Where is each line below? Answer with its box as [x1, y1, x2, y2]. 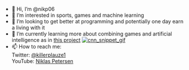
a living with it [11, 24, 45, 31]
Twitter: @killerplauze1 [11, 51, 66, 58]
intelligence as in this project [11, 37, 80, 43]
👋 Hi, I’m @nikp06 [11, 6, 55, 12]
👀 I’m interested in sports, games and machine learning [11, 12, 145, 19]
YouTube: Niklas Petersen [11, 58, 74, 64]
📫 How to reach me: [11, 43, 62, 50]
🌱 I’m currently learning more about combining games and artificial [11, 30, 172, 37]
